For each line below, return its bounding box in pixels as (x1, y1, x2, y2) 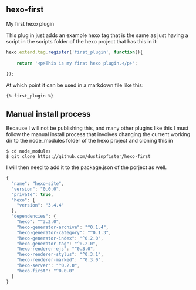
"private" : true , (11, 191, 54, 197)
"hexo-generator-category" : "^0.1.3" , (16, 230, 111, 235)
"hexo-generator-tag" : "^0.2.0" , (16, 241, 99, 247)
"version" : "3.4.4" (16, 203, 65, 208)
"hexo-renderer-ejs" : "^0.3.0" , (16, 246, 96, 252)
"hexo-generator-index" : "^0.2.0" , (16, 235, 104, 241)
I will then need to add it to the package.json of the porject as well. (6, 164, 167, 171)
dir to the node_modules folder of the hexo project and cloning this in (6, 137, 173, 144)
